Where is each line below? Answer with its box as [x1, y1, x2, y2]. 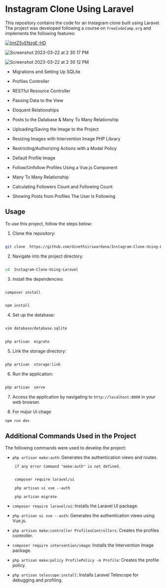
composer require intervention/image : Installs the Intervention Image [12, 543, 154, 548]
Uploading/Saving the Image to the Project [12, 126, 99, 132]
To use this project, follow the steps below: [5, 221, 92, 226]
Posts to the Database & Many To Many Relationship [12, 116, 119, 122]
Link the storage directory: [12, 348, 67, 354]
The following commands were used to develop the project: [5, 445, 126, 451]
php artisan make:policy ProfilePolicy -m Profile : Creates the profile [12, 557, 159, 563]
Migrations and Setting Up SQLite [12, 68, 81, 75]
